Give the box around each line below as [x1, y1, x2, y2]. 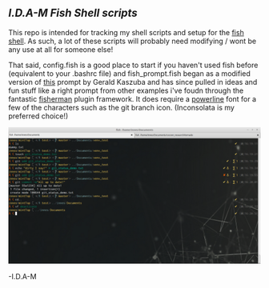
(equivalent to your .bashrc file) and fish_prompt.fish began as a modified [8, 68, 251, 78]
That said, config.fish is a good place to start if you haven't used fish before [8, 60, 259, 70]
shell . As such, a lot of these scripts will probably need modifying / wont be [8, 36, 257, 46]
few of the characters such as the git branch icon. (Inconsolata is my [8, 102, 235, 112]
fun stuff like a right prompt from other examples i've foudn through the [8, 86, 244, 95]
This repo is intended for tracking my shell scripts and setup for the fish [8, 27, 244, 37]
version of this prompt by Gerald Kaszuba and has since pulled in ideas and [8, 77, 258, 86]
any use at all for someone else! [8, 44, 114, 54]
